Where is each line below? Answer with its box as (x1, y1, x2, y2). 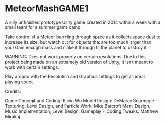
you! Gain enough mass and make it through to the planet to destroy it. (5, 44, 148, 50)
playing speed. (5, 79, 35, 85)
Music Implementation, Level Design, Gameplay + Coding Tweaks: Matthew (5, 108, 159, 114)
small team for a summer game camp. (5, 24, 82, 30)
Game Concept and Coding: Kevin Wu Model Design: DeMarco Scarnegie (5, 98, 154, 103)
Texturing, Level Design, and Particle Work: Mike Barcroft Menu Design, (5, 103, 151, 109)
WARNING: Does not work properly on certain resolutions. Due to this (5, 53, 146, 59)
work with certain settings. (5, 64, 59, 70)
